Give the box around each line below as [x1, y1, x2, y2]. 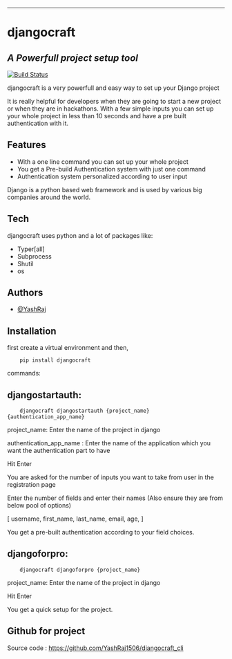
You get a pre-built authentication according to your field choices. [7, 528, 195, 537]
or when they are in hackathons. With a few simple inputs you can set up [7, 104, 214, 113]
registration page [7, 481, 57, 489]
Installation [7, 325, 57, 337]
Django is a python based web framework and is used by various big [7, 185, 202, 194]
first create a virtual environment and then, [7, 344, 129, 352]
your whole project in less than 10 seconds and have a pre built [7, 112, 186, 120]
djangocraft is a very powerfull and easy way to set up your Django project [7, 84, 220, 92]
